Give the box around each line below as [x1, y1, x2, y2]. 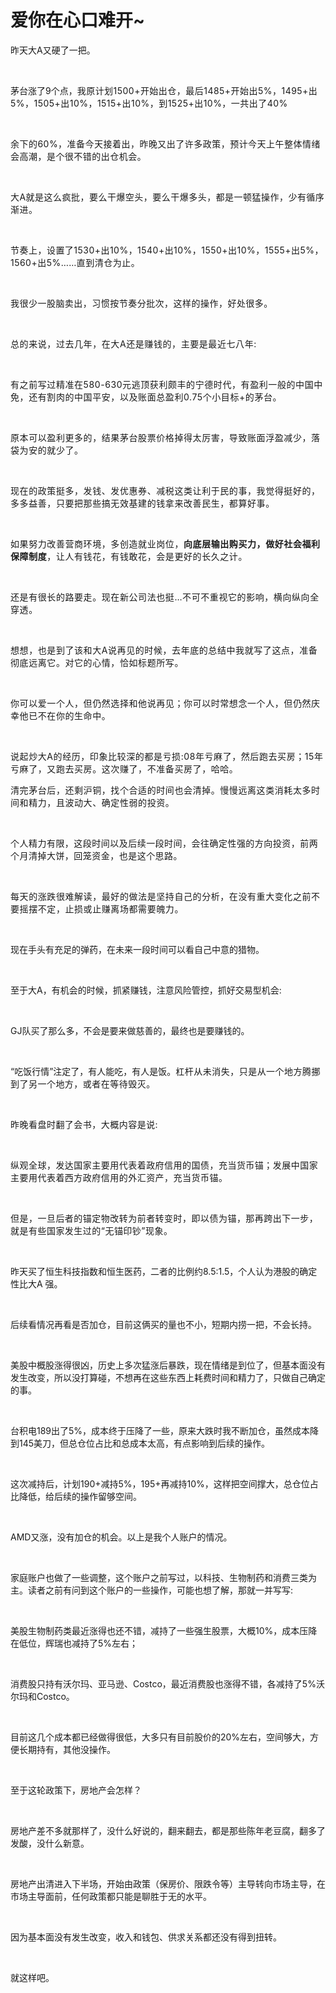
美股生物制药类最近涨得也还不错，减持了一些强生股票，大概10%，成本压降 [10, 1624, 318, 1636]
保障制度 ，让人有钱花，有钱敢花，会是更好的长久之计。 [10, 550, 248, 562]
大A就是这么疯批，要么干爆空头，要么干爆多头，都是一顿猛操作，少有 [10, 191, 307, 203]
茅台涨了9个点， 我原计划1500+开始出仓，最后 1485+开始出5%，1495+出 [10, 84, 318, 96]
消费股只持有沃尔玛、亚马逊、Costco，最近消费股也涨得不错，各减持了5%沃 [10, 1677, 325, 1690]
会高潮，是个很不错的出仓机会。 [10, 150, 147, 162]
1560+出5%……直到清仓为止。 [10, 256, 141, 268]
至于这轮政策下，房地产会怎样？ [10, 1784, 142, 1796]
